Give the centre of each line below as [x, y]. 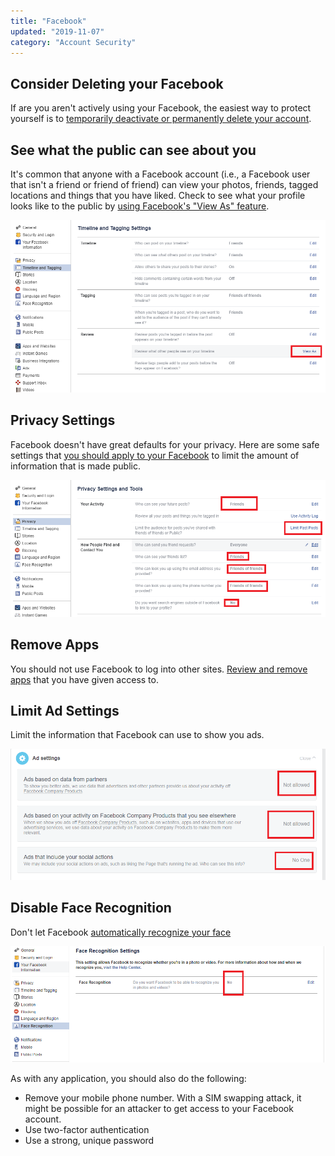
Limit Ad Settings [65, 711]
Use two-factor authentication [87, 1130]
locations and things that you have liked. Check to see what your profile [158, 195]
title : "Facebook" [48, 21]
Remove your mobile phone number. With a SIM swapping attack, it [163, 1098]
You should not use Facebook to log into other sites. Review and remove [159, 669]
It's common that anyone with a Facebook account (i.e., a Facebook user [160, 174]
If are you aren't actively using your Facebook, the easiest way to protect [161, 108]
